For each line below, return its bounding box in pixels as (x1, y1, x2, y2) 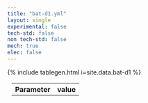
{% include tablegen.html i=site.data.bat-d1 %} (7, 68, 142, 77)
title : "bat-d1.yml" (7, 10, 67, 17)
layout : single (7, 17, 51, 24)
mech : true (7, 42, 39, 49)
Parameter (15, 84, 51, 94)
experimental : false (7, 23, 67, 30)
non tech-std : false (7, 36, 67, 43)
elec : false (7, 49, 42, 56)
